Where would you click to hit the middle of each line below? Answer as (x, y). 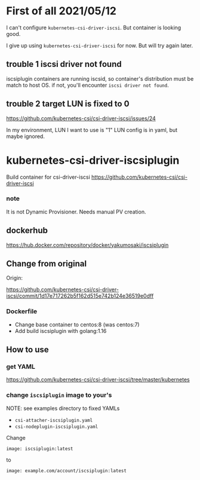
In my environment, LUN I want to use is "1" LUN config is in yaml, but (92, 130)
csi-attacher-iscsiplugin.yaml (54, 420)
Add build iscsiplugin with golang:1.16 (61, 331)
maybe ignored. (25, 136)
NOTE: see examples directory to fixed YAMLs (63, 408)
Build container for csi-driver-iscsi (48, 177)
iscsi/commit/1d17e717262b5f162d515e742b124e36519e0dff (80, 296)
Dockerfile (22, 311)
